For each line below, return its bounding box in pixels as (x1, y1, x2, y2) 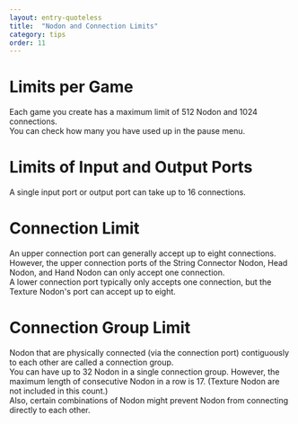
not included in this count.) (9, 385, 109, 396)
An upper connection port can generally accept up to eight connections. (9, 248, 276, 259)
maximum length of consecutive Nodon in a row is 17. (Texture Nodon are (9, 376, 280, 386)
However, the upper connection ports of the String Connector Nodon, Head (9, 258, 288, 269)
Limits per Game (9, 77, 134, 97)
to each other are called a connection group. (9, 357, 174, 367)
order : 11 (9, 38, 47, 48)
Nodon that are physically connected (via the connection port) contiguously (9, 348, 290, 358)
